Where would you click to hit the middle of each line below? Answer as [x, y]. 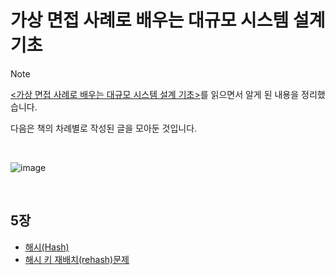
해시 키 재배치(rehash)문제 [77, 259]
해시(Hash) [47, 247]
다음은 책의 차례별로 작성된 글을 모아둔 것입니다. [104, 128]
